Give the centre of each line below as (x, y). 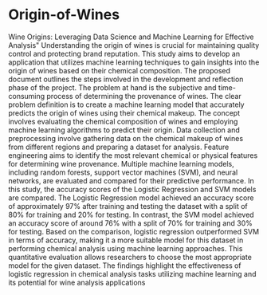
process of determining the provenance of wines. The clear (144, 96)
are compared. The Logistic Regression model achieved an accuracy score (131, 198)
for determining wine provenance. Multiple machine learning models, (121, 163)
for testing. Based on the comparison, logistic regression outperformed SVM (134, 231)
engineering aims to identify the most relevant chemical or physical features (133, 155)
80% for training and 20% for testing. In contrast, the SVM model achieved (131, 214)
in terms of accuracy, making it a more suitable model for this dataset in (126, 240)
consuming (27, 96)
